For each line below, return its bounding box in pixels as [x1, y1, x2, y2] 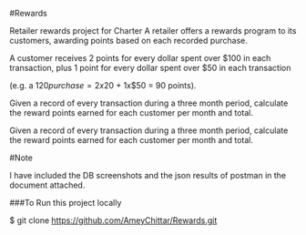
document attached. [9, 179, 86, 190]
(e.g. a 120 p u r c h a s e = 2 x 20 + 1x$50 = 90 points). [9, 80, 197, 90]
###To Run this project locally [9, 198, 122, 208]
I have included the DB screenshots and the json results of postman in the [9, 170, 287, 180]
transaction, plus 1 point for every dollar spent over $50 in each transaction [9, 63, 291, 73]
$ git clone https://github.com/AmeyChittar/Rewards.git [9, 215, 218, 226]
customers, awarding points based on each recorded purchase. [9, 36, 249, 46]
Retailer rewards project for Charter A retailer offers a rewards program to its [9, 26, 297, 36]
